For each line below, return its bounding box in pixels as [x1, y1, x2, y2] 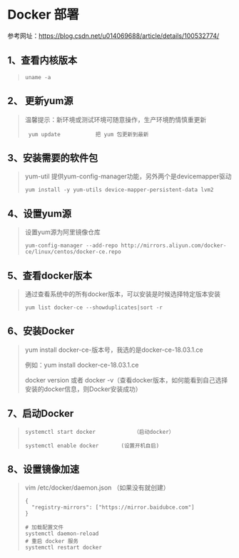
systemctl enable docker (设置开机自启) [24, 442, 160, 450]
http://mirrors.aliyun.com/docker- [121, 242, 227, 250]
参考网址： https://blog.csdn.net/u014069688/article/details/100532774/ [7, 31, 220, 40]
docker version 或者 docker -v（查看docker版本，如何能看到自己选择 [24, 375, 228, 384]
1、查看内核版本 [7, 54, 78, 66]
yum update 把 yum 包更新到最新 [28, 131, 149, 138]
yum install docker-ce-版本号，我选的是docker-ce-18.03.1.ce [24, 345, 203, 354]
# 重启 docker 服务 [24, 538, 78, 545]
